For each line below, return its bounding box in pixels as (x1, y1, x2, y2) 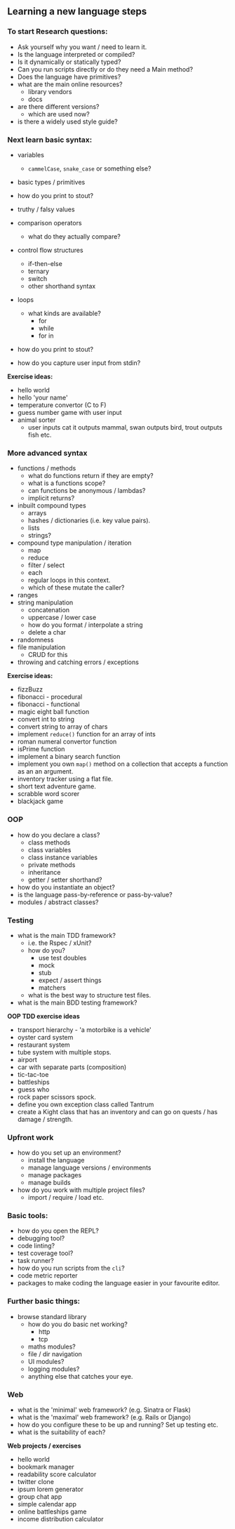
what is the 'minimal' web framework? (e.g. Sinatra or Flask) (17, 1405, 192, 1414)
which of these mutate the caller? (27, 583, 125, 592)
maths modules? (27, 1342, 76, 1351)
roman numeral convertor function (17, 737, 117, 746)
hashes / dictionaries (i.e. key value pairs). (27, 516, 151, 525)
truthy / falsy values (17, 205, 75, 213)
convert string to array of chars (17, 722, 108, 731)
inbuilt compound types (17, 501, 86, 510)
